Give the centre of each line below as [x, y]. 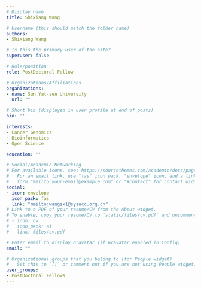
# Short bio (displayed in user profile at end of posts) [80, 110]
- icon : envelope [28, 193]
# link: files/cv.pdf [36, 232]
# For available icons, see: [42, 171]
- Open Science [25, 143]
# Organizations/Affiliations [44, 83]
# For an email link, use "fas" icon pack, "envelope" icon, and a [95, 176]
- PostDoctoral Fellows [36, 276]
